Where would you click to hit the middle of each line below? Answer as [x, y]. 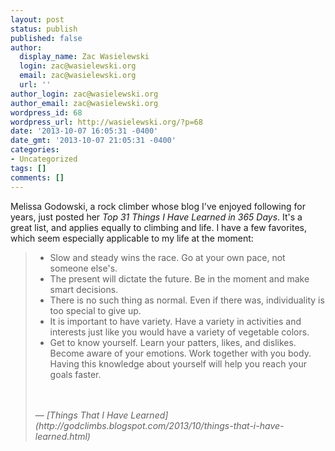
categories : [35, 150]
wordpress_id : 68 [46, 112]
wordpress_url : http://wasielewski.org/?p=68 [106, 122]
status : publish [44, 29]
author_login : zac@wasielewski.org [84, 94]
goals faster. [75, 374]
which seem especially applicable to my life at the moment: [132, 238]
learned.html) [62, 436]
